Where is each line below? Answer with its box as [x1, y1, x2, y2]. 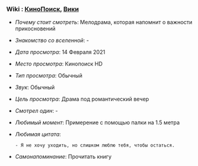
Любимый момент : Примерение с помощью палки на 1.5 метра [14, 119, 180, 126]
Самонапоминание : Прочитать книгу [14, 153, 112, 161]
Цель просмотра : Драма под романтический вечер [14, 96, 149, 103]
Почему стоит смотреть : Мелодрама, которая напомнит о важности [14, 19, 193, 26]
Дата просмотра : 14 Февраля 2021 [14, 48, 106, 56]
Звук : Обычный [14, 84, 56, 91]
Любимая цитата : [14, 131, 62, 138]
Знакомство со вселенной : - [14, 37, 89, 44]
